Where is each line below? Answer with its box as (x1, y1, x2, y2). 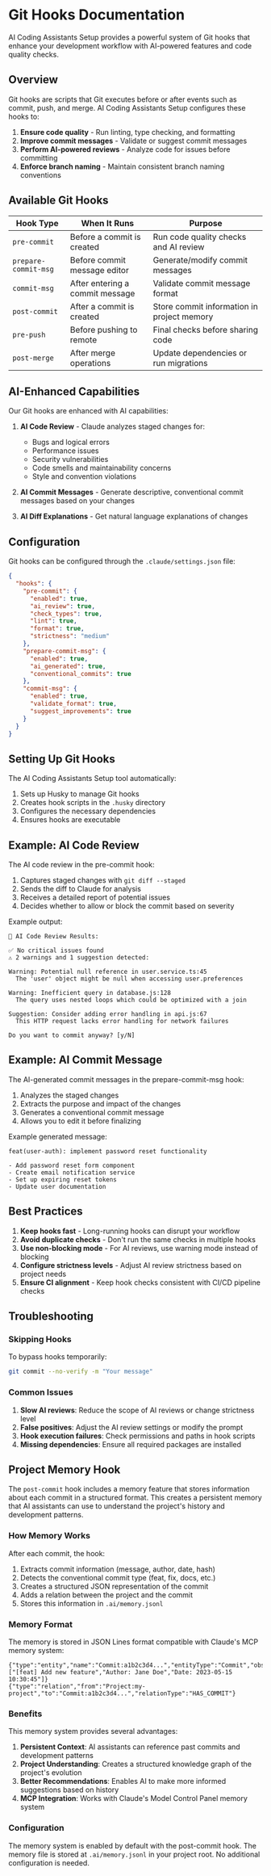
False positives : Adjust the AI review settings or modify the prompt (19, 1422, 244, 1432)
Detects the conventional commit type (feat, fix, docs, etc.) (19, 1572, 216, 1582)
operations (69, 357, 111, 368)
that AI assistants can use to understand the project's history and (8, 1501, 226, 1511)
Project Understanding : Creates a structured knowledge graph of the (19, 1759, 252, 1769)
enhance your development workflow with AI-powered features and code (8, 40, 252, 50)
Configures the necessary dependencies (19, 806, 156, 816)
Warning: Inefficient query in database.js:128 (8, 989, 172, 997)
